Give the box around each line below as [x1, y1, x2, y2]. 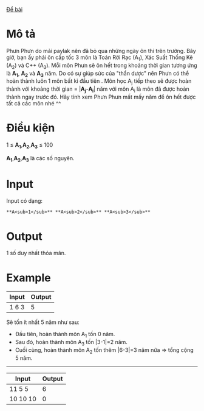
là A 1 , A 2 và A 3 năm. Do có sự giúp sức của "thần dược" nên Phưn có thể [6, 69, 189, 79]
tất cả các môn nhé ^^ [6, 99, 61, 107]
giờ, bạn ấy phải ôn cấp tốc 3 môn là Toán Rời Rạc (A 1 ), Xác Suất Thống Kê [6, 54, 193, 62]
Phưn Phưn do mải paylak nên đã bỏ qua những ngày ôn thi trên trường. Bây [6, 47, 196, 54]
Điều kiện [6, 121, 55, 135]
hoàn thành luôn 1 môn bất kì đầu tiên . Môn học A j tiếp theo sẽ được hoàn [6, 77, 192, 86]
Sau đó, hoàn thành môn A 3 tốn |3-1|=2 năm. [15, 339, 127, 347]
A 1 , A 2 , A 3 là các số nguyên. [6, 154, 75, 163]
